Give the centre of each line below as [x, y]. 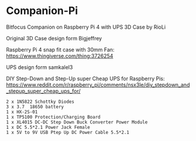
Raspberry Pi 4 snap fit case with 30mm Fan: [60, 49]
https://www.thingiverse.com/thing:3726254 [60, 56]
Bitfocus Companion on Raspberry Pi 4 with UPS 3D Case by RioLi [86, 27]
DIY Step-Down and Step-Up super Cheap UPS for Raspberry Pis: [85, 78]
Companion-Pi [42, 11]
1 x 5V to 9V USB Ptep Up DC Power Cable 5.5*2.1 [68, 132]
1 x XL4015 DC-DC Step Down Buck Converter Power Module [77, 122]
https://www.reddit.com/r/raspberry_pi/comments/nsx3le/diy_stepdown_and [98, 85]
